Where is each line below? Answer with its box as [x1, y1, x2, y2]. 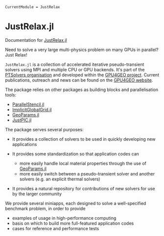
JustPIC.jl [12, 117, 32, 123]
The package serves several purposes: [5, 126, 84, 132]
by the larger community [12, 191, 62, 197]
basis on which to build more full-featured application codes [12, 220, 134, 226]
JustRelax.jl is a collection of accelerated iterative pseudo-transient [5, 61, 144, 67]
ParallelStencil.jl [12, 101, 45, 107]
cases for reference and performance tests [12, 225, 99, 231]
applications [12, 141, 37, 147]
